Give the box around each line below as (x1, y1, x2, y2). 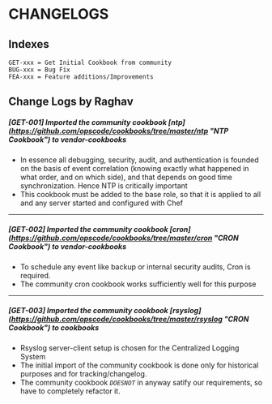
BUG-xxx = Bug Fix (8, 66, 70, 74)
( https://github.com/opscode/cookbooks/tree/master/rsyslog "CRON (8, 314, 249, 324)
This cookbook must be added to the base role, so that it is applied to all (19, 190, 261, 200)
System (19, 352, 46, 362)
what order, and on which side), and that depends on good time (19, 172, 232, 183)
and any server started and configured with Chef (19, 198, 184, 208)
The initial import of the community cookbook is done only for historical (19, 360, 259, 370)
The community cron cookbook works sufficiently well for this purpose (19, 279, 257, 289)
